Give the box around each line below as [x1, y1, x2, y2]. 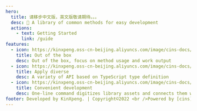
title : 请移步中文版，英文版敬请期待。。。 [11, 14, 99, 20]
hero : [5, 8, 19, 15]
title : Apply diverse [16, 69, 69, 75]
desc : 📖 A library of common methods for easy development [11, 19, 159, 25]
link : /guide [21, 36, 54, 42]
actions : [11, 25, 32, 31]
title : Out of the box [16, 52, 72, 58]
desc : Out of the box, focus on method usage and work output [16, 58, 172, 63]
